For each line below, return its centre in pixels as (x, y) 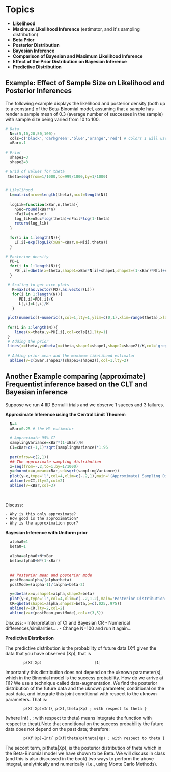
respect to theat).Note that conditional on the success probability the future (84, 724)
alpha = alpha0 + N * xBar (32, 556)
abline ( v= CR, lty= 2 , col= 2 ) (37, 608)
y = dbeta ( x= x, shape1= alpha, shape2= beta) (52, 594)
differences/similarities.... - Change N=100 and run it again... (68, 628)
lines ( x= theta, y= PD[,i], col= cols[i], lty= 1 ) (61, 332)
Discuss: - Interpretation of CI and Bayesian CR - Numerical (68, 622)
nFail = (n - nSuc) (31, 214)
